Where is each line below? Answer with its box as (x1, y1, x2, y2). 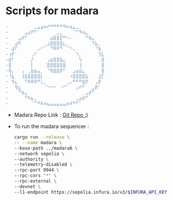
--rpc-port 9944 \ (14, 167, 59, 173)
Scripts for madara (5, 4, 99, 18)
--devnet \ (14, 183, 41, 190)
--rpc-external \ (14, 179, 57, 184)
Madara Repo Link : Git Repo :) (14, 111, 89, 119)
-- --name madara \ (14, 140, 62, 145)
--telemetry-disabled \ (14, 161, 73, 168)
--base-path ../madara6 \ (14, 145, 78, 151)
